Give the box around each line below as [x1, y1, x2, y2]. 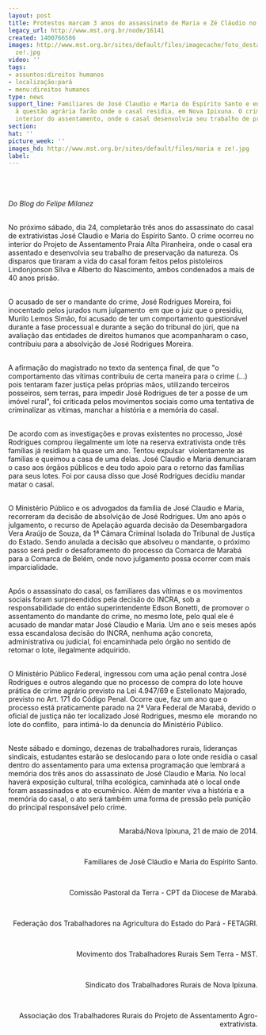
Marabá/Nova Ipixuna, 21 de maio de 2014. [118, 826, 258, 836]
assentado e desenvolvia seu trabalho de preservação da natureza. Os [8, 248, 239, 258]
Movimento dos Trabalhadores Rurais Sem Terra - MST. [76, 949, 258, 959]
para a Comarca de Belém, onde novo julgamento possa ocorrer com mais [8, 554, 251, 564]
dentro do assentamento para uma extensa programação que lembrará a [8, 760, 245, 770]
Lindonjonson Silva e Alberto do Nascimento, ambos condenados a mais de [8, 265, 255, 275]
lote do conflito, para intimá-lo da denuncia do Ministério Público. [8, 720, 224, 729]
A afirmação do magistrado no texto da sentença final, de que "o [8, 363, 219, 373]
